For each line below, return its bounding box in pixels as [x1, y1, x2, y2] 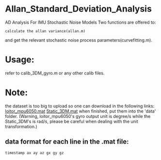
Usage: [5, 54, 35, 65]
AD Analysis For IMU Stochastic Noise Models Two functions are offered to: [5, 19, 156, 25]
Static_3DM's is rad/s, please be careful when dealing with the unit [5, 118, 138, 124]
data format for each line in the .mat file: [5, 138, 129, 146]
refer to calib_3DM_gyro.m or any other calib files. [5, 70, 105, 76]
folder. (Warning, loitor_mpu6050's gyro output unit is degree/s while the [5, 113, 151, 119]
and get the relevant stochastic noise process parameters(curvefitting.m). [5, 37, 153, 43]
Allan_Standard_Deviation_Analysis [5, 3, 152, 15]
